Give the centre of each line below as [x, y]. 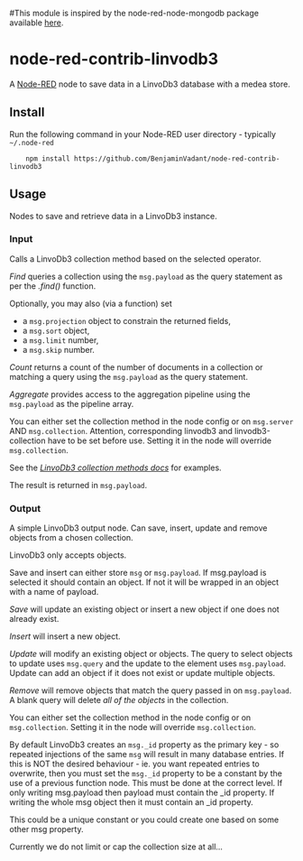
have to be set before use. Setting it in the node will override [160, 440]
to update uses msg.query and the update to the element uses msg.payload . [148, 663]
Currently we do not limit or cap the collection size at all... [116, 847]
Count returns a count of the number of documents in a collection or [136, 367]
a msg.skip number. [58, 349]
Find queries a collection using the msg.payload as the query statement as [146, 276]
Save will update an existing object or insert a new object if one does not [144, 609]
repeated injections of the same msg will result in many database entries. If [147, 755]
